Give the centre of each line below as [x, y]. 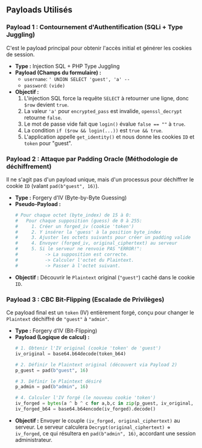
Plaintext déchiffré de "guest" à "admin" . [58, 319]
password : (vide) [44, 85]
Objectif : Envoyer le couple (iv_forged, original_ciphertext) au [97, 420]
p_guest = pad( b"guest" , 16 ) [52, 370]
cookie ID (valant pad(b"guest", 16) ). [53, 186]
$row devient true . [46, 105]
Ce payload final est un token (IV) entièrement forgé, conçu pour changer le [100, 313]
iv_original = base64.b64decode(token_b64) [71, 354]
